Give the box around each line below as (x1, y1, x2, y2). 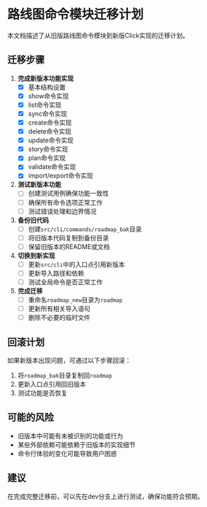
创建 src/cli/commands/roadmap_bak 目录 (28, 224, 143, 233)
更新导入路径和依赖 (28, 269, 85, 277)
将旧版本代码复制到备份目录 (28, 233, 110, 242)
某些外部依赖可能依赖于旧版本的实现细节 (17, 440, 136, 449)
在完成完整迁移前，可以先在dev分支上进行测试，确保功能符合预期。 (7, 492, 204, 501)
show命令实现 (28, 91, 69, 100)
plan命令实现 (28, 153, 66, 163)
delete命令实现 (28, 127, 72, 136)
